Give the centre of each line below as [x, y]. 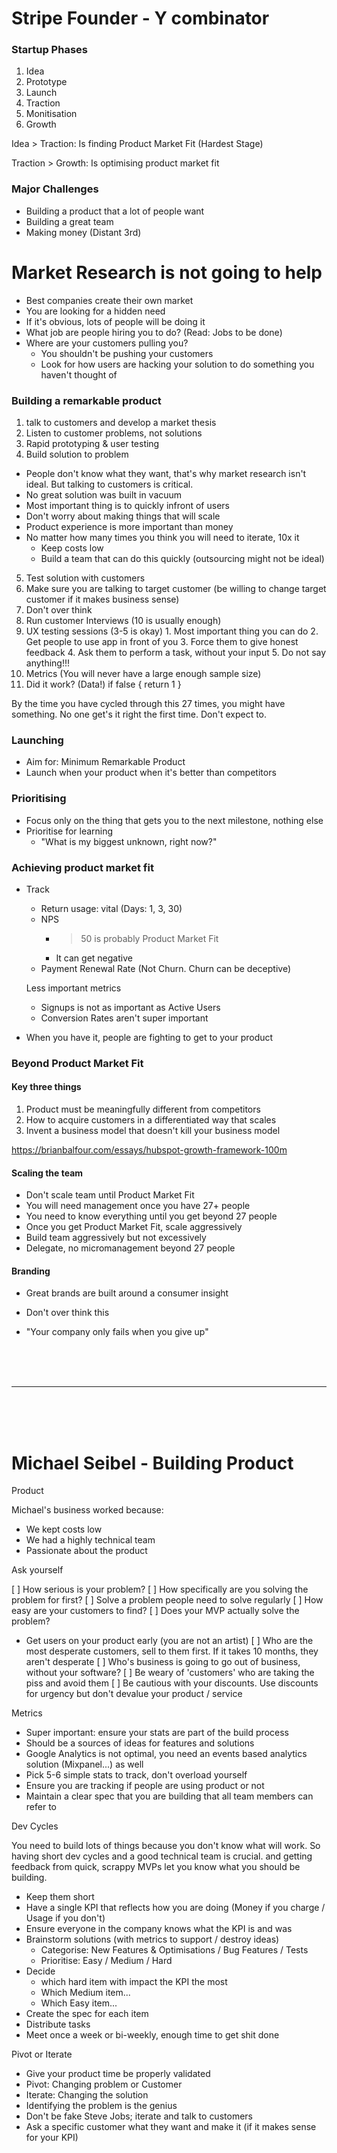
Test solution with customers [85, 578]
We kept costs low [64, 1529]
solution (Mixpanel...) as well [84, 1764]
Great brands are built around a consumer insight [127, 1293]
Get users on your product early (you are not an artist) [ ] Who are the [169, 1641]
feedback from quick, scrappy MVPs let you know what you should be [156, 1867]
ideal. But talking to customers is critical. [109, 484]
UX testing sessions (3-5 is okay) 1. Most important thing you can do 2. [172, 631]
